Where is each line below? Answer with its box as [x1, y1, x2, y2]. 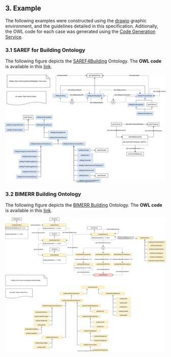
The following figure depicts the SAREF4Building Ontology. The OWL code [5, 58, 162, 64]
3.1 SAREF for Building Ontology [5, 46, 85, 53]
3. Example [5, 4, 42, 13]
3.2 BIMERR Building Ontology [5, 190, 81, 197]
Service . [5, 34, 23, 40]
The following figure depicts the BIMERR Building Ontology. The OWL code [5, 202, 163, 208]
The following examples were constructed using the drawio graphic [5, 17, 147, 23]
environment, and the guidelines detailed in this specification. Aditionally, [5, 23, 159, 29]
